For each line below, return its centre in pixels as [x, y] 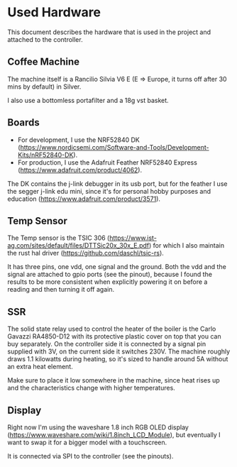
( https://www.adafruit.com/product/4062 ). [80, 170]
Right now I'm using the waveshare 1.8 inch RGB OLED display [98, 427]
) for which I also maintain [187, 246]
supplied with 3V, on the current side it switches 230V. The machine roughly [119, 351]
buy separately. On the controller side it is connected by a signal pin [107, 344]
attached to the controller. [45, 39]
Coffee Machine [44, 62]
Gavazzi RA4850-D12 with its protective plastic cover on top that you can [114, 336]
